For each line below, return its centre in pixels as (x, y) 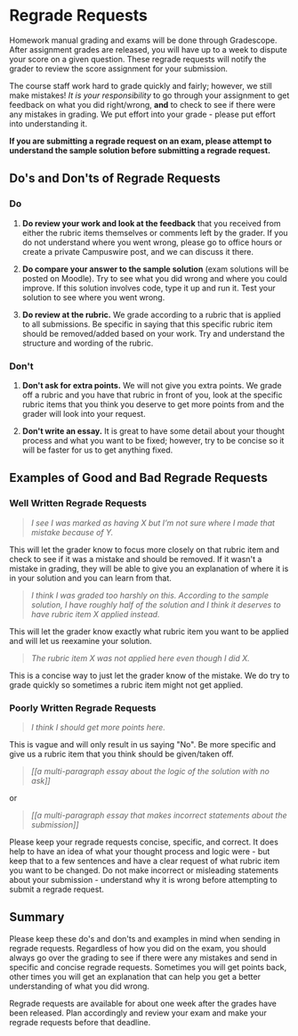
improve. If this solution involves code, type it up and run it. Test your (149, 288)
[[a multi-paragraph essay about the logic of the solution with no (150, 771)
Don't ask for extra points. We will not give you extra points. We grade (152, 385)
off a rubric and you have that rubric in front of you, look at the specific (152, 395)
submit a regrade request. (57, 889)
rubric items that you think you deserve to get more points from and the (153, 404)
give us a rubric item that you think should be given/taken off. (121, 754)
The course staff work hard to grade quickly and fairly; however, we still (141, 86)
